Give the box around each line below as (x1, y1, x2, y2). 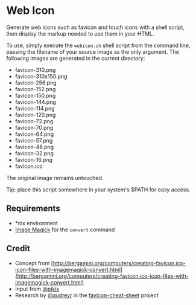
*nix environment (14, 219, 58, 226)
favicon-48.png (14, 143, 54, 150)
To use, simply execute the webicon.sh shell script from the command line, (6, 42, 191, 49)
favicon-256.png (14, 79, 57, 86)
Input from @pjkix (14, 285, 60, 292)
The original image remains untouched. (6, 174, 104, 181)
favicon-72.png (14, 117, 54, 124)
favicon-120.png (14, 111, 56, 118)
